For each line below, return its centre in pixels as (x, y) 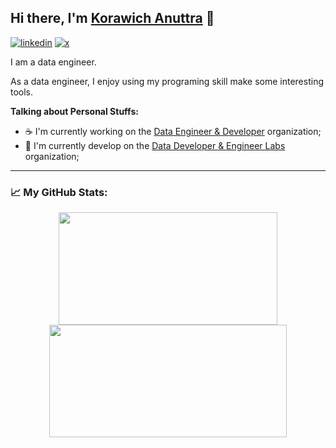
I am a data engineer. (53, 62)
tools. (22, 92)
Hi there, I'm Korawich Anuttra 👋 (112, 18)
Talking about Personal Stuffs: (74, 111)
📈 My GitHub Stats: (59, 192)
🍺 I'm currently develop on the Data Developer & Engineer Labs (155, 145)
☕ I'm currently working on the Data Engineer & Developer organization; (173, 131)
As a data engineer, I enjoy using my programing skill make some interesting (167, 81)
